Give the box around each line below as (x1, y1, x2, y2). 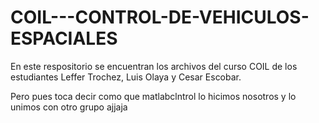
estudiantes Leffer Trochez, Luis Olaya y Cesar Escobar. (10, 71, 242, 83)
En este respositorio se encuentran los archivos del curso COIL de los (10, 60, 298, 72)
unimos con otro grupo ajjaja (10, 101, 128, 113)
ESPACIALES (10, 27, 118, 50)
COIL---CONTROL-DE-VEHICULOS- (10, 6, 310, 29)
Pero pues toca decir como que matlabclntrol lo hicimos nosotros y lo (10, 90, 297, 102)
